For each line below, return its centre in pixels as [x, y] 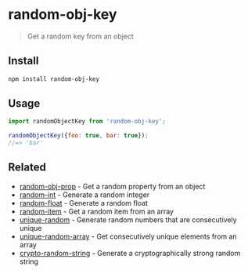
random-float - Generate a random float [84, 203]
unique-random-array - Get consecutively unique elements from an [128, 236]
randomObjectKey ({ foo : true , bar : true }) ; [78, 136]
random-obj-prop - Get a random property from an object [112, 186]
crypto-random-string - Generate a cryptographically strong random [130, 253]
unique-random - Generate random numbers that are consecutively [128, 219]
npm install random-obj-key [54, 79]
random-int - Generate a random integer [84, 195]
